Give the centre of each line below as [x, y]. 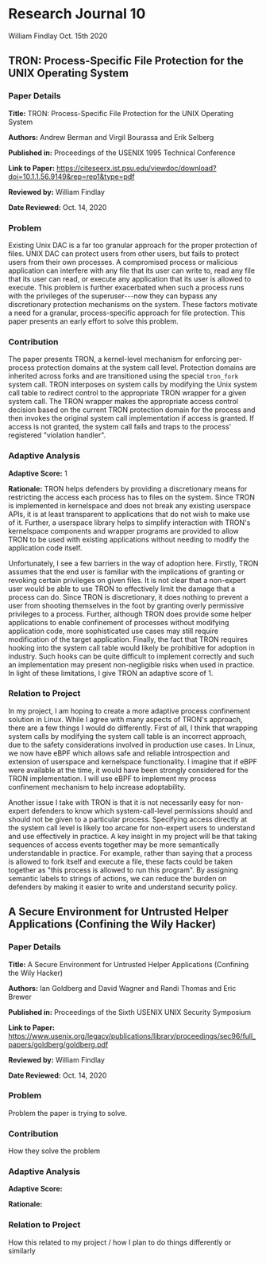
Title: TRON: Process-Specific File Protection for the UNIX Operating [121, 113]
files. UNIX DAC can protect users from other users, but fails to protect [124, 253]
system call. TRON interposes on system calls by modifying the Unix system [133, 385]
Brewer [20, 997]
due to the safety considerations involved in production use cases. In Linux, [132, 744]
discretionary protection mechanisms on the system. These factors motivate [133, 304]
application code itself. [45, 548]
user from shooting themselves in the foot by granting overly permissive [126, 605]
